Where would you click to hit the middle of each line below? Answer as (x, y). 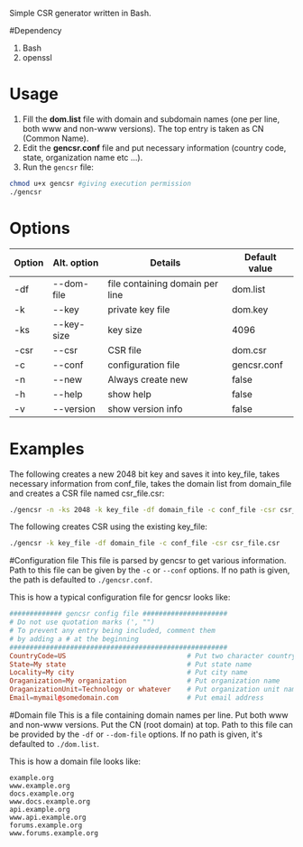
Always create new (148, 379)
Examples (47, 448)
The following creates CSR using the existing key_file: (108, 526)
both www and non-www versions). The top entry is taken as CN (143, 128)
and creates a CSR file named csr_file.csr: (87, 493)
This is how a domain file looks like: (75, 761)
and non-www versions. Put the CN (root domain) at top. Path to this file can (151, 724)
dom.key (250, 309)
